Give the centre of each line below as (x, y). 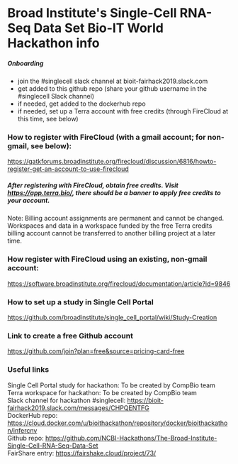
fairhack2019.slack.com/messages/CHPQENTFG (79, 408)
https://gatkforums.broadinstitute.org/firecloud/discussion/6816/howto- (112, 162)
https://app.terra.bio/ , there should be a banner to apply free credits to (114, 193)
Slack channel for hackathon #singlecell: (67, 400)
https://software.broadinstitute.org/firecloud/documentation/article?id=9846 (119, 283)
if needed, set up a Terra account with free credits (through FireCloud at (123, 111)
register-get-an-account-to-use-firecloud (68, 169)
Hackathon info (53, 43)
